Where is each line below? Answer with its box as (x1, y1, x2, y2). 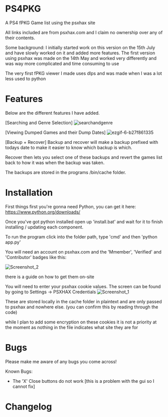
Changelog (5, 401, 52, 412)
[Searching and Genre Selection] (5, 119, 73, 126)
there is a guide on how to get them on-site (5, 274, 94, 280)
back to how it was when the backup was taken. (5, 159, 105, 165)
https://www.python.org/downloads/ (5, 209, 81, 215)
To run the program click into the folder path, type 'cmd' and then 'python (5, 233, 157, 239)
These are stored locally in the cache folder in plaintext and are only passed (5, 298, 162, 304)
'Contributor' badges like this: (5, 254, 67, 260)
